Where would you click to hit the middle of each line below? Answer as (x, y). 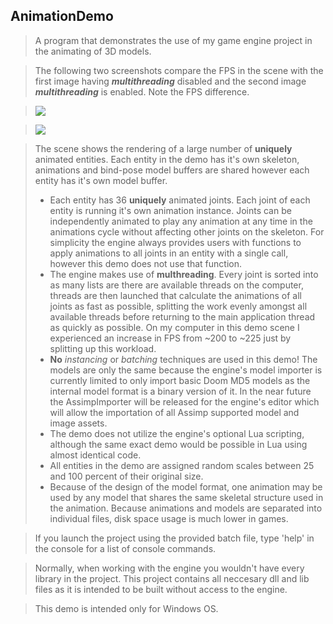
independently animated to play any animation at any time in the (181, 221)
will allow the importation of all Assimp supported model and (174, 412)
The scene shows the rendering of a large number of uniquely (163, 148)
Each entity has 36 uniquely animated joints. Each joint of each (180, 200)
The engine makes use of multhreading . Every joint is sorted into (184, 274)
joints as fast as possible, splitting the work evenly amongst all (178, 306)
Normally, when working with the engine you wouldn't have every (169, 568)
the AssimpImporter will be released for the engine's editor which (184, 401)
